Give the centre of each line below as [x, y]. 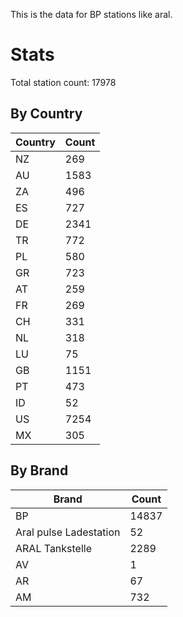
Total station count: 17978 [63, 82]
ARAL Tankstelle [54, 548]
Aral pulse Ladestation [68, 532]
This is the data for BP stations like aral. [91, 14]
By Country [46, 114]
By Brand [39, 470]
